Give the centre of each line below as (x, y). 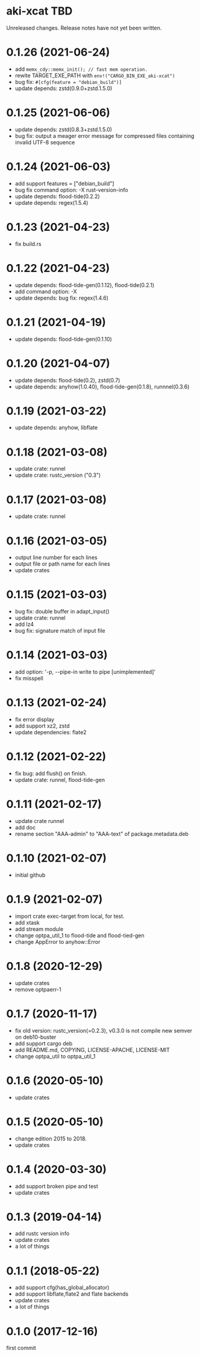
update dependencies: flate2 (51, 732)
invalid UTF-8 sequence (45, 142)
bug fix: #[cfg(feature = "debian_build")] (68, 82)
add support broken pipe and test (56, 1186)
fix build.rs (28, 244)
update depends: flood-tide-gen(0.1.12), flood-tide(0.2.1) (85, 285)
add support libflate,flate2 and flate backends (71, 1294)
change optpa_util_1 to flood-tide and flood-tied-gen (80, 935)
